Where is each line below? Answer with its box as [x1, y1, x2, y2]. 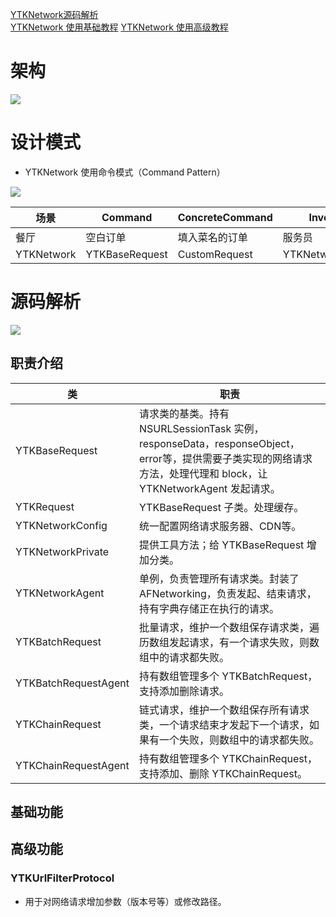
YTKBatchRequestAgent [15, 676, 130, 690]
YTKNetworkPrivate [15, 544, 110, 558]
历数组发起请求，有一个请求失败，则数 [138, 635, 320, 649]
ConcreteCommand [177, 210, 273, 224]
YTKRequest [15, 499, 75, 513]
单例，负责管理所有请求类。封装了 [138, 571, 300, 585]
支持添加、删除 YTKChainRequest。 [138, 766, 308, 780]
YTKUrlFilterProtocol [10, 871, 115, 885]
